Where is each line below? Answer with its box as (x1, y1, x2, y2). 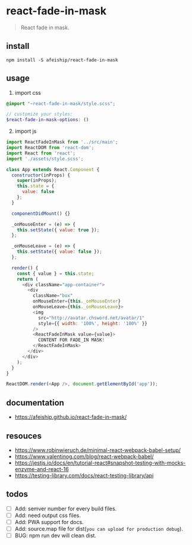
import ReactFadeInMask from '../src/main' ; (6, 139, 118, 145)
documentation (6, 398, 64, 408)
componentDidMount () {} (11, 210, 70, 216)
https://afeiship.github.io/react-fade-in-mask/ (14, 413, 127, 421)
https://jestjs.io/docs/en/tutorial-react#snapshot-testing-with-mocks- (14, 459, 186, 466)
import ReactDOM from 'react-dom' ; (6, 145, 95, 151)
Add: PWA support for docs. (14, 518, 84, 525)
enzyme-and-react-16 (14, 465, 70, 472)
